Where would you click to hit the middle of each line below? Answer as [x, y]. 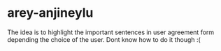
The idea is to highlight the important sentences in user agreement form [111, 32]
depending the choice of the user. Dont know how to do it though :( [104, 39]
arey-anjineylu [50, 13]
